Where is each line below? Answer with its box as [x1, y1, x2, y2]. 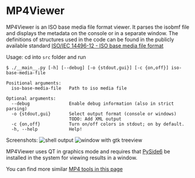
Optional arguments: [6, 95, 57, 101]
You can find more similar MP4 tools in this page [6, 165, 123, 172]
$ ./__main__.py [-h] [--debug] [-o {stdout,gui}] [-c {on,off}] [6, 64, 169, 71]
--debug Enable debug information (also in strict [11, 101, 175, 107]
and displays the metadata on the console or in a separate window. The [6, 29, 179, 36]
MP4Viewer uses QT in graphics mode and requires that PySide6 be [6, 148, 170, 155]
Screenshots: [6, 136, 38, 143]
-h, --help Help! [11, 126, 83, 132]
